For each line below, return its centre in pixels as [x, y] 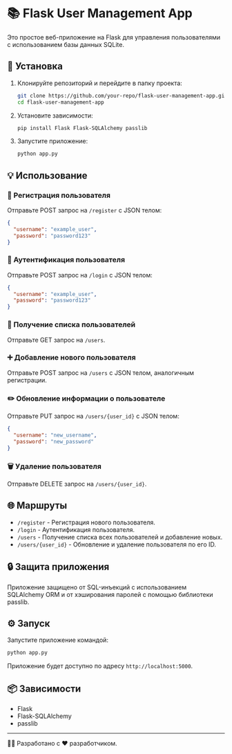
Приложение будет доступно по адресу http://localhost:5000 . [100, 666]
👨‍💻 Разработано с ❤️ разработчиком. [62, 744]
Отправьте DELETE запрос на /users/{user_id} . [77, 484]
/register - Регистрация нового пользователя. [86, 522]
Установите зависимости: [55, 116]
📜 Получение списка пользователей [71, 324]
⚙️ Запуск [29, 623]
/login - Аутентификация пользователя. [76, 529]
